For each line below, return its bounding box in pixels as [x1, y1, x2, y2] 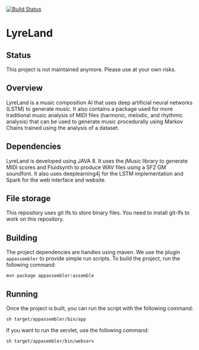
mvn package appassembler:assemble [6, 273, 94, 279]
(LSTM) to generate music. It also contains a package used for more [6, 105, 173, 112]
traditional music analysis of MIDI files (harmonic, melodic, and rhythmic [6, 111, 183, 118]
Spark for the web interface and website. [6, 176, 106, 183]
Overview [6, 83, 43, 93]
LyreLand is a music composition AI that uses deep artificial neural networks [6, 99, 193, 106]
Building [6, 233, 37, 243]
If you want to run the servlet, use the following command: [6, 327, 149, 334]
